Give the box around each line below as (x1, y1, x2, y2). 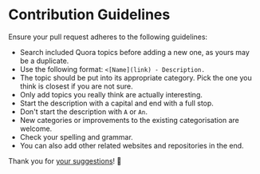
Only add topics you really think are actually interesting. (19, 89, 203, 99)
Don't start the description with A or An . (19, 106, 148, 117)
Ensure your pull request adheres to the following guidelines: (8, 32, 208, 42)
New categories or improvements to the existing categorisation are (19, 115, 239, 125)
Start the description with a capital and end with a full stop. (19, 98, 214, 108)
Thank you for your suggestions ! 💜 (8, 156, 122, 165)
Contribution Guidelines (8, 6, 171, 24)
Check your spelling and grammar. (19, 132, 133, 141)
